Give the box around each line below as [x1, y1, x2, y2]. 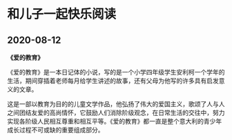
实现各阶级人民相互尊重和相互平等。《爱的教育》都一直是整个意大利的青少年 [7, 117, 222, 125]
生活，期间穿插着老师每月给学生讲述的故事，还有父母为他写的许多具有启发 [7, 77, 219, 85]
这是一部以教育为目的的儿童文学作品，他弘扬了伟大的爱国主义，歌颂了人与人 [7, 100, 225, 108]
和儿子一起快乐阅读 [7, 6, 117, 22]
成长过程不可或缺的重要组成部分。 [7, 126, 104, 134]
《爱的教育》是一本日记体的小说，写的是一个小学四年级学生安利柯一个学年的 [7, 68, 225, 76]
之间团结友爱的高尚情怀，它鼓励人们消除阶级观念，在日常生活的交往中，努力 [7, 108, 225, 117]
